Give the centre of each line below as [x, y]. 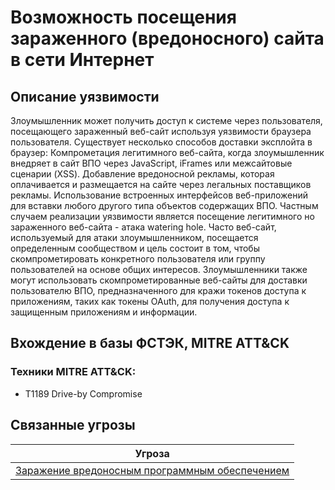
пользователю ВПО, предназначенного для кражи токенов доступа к [158, 290]
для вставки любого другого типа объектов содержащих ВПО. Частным [164, 205]
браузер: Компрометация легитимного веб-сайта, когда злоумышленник [167, 152]
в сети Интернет [82, 60]
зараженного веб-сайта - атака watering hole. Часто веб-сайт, [143, 227]
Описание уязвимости [85, 96]
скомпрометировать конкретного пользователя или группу [138, 259]
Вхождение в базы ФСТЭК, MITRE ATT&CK [150, 343]
